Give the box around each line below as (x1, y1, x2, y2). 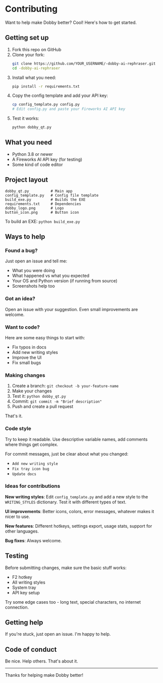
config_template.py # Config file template (5, 193, 98, 198)
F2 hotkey (12, 574, 33, 580)
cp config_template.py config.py (12, 102, 80, 107)
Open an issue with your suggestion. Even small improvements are (5, 306, 138, 312)
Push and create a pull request (12, 404, 74, 409)
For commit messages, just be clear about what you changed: (5, 451, 129, 457)
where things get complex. (5, 442, 58, 447)
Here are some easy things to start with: (5, 334, 85, 340)
